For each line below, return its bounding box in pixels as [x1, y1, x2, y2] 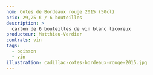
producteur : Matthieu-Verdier [6, 31, 83, 37]
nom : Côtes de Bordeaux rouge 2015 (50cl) [6, 8, 115, 15]
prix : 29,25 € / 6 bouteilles [6, 15, 83, 21]
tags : [6, 43, 20, 49]
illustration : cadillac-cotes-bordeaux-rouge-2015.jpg [6, 59, 148, 65]
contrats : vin [6, 37, 42, 43]
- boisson [11, 48, 36, 54]
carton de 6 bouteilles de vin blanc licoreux [11, 25, 131, 32]
